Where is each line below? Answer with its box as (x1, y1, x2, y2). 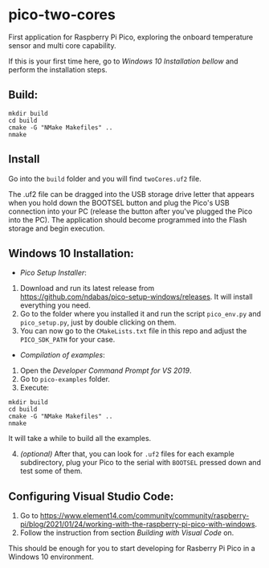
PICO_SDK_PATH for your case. (19, 335, 116, 345)
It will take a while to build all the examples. (8, 434, 152, 443)
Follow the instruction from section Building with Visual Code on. (19, 528, 234, 537)
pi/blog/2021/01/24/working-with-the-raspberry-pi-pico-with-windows (19, 520, 255, 529)
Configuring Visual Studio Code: (8, 489, 174, 503)
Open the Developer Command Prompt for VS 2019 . (19, 366, 192, 375)
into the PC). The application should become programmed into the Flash (8, 215, 247, 224)
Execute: (19, 383, 50, 393)
